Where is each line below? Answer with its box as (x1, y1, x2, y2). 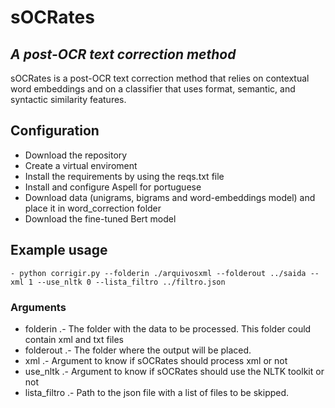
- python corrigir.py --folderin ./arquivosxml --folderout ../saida (10, 268, 307, 278)
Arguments (10, 300, 67, 314)
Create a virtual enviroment (24, 159, 138, 171)
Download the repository (24, 149, 128, 161)
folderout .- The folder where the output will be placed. (24, 344, 252, 356)
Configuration (10, 122, 100, 140)
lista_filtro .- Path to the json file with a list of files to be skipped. (24, 386, 290, 398)
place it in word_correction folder (24, 202, 162, 214)
